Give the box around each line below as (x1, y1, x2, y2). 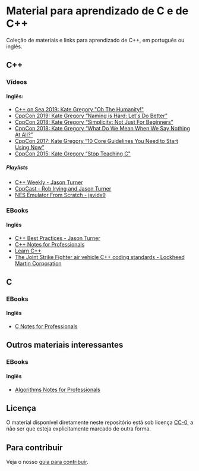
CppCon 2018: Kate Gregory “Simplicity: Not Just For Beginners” (14, 118, 173, 126)
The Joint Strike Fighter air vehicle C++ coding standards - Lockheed (14, 253, 185, 260)
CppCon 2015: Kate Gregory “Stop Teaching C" (14, 150, 131, 157)
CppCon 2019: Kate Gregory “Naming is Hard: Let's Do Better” (14, 112, 168, 120)
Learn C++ (14, 247, 42, 254)
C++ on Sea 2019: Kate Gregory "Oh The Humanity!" (14, 106, 144, 113)
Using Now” (14, 144, 45, 151)
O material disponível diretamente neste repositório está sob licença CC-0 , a (6, 419, 194, 426)
